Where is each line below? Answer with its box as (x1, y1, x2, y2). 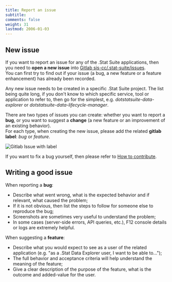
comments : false (5, 17, 40, 22)
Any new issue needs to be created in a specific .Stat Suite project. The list (5, 85, 164, 91)
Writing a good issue (5, 168, 73, 177)
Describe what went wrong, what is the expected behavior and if (12, 192, 150, 198)
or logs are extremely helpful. (12, 224, 75, 231)
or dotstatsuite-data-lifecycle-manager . (24, 102, 109, 108)
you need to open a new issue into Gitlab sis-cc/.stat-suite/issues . (5, 65, 146, 71)
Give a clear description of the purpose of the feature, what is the (12, 266, 151, 272)
